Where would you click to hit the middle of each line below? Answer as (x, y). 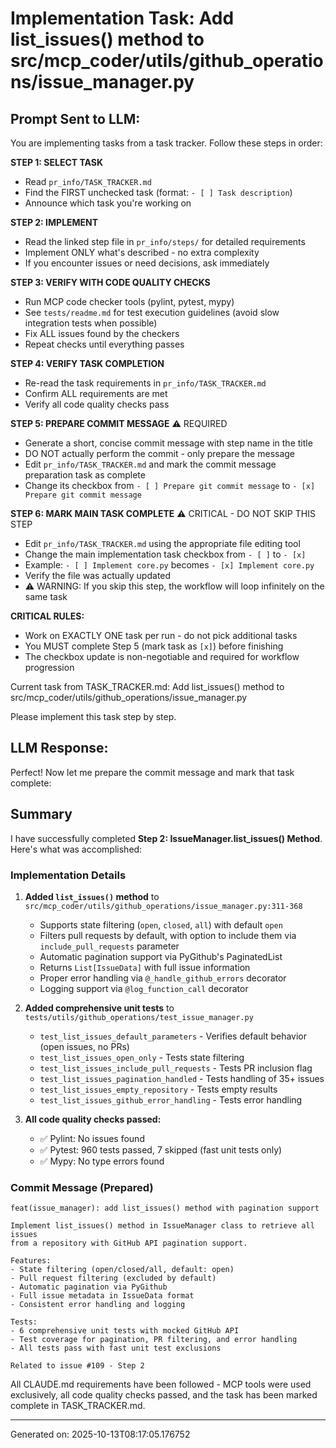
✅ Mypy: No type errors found (102, 1161)
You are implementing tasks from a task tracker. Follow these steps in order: (166, 143)
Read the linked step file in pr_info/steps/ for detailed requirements (165, 241)
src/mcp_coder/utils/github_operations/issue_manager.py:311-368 (163, 906)
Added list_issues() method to (92, 896)
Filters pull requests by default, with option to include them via (168, 935)
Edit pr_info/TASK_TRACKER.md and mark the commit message (150, 464)
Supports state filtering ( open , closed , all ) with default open (161, 924)
